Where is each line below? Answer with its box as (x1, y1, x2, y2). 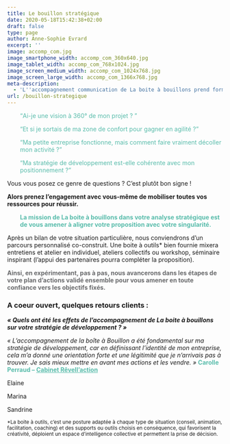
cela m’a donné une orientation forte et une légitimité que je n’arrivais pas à (7, 351, 221, 360)
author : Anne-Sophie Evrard (7, 36, 88, 42)
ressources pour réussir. (7, 200, 79, 208)
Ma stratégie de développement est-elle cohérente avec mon (23, 159, 195, 166)
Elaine (7, 379, 25, 387)
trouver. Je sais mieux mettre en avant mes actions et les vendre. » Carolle (7, 358, 219, 367)
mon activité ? (20, 145, 60, 153)
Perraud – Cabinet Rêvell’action (7, 366, 98, 374)
